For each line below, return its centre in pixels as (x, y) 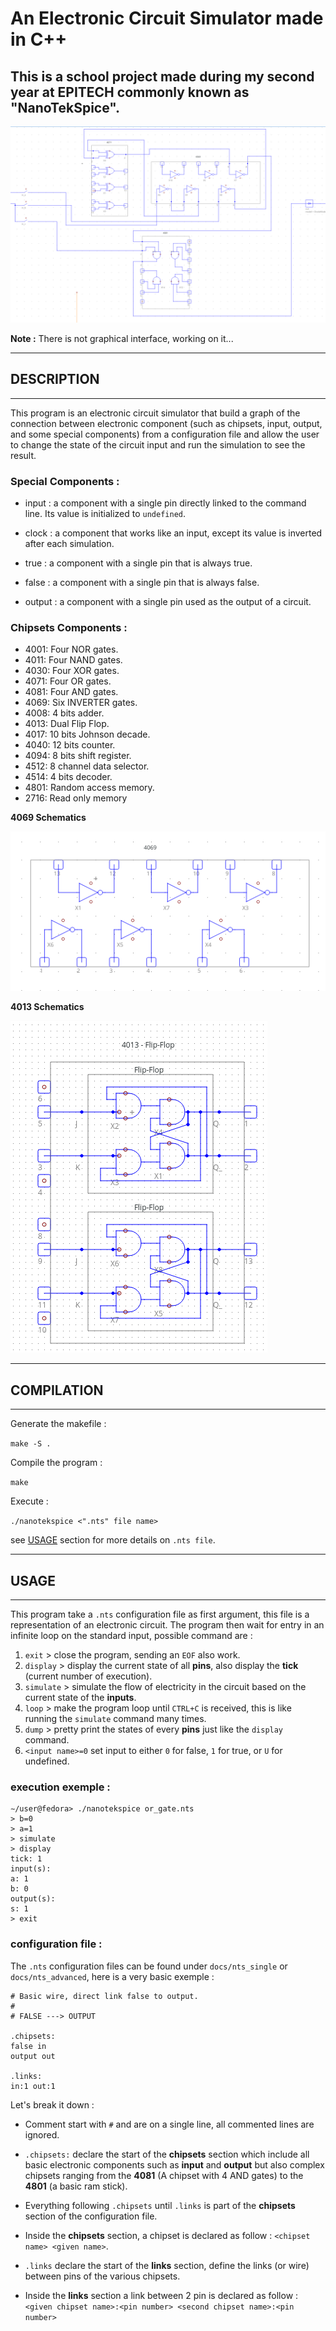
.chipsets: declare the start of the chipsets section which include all (167, 2154)
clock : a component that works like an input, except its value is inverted (173, 533)
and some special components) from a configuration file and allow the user (165, 434)
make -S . (31, 1444)
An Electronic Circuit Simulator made (167, 18)
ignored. (42, 2134)
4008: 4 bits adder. (64, 713)
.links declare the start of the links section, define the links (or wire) (167, 2265)
